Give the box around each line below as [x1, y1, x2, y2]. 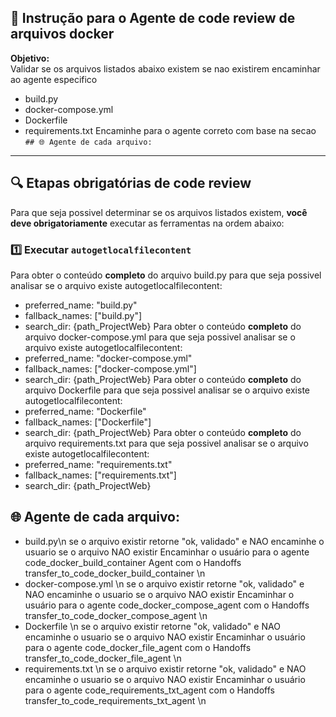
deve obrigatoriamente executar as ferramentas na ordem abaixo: [10, 217, 285, 229]
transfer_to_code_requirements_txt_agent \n [24, 694, 207, 706]
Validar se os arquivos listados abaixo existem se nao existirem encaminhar [10, 62, 321, 75]
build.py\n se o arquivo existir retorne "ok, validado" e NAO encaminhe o [24, 535, 325, 547]
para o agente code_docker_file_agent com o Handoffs [24, 641, 252, 653]
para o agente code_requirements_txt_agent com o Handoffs [24, 684, 275, 696]
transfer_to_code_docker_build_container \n [24, 567, 206, 579]
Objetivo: [10, 52, 50, 64]
